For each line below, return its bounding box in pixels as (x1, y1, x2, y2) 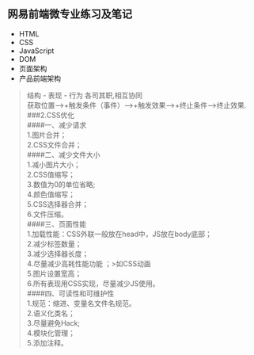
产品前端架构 (18, 74, 61, 83)
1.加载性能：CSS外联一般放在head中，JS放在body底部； (26, 229, 213, 239)
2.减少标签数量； (26, 239, 82, 248)
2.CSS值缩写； (26, 170, 76, 179)
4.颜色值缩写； (26, 189, 76, 199)
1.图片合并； (26, 130, 67, 139)
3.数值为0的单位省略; (26, 179, 96, 189)
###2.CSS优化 (26, 110, 75, 120)
